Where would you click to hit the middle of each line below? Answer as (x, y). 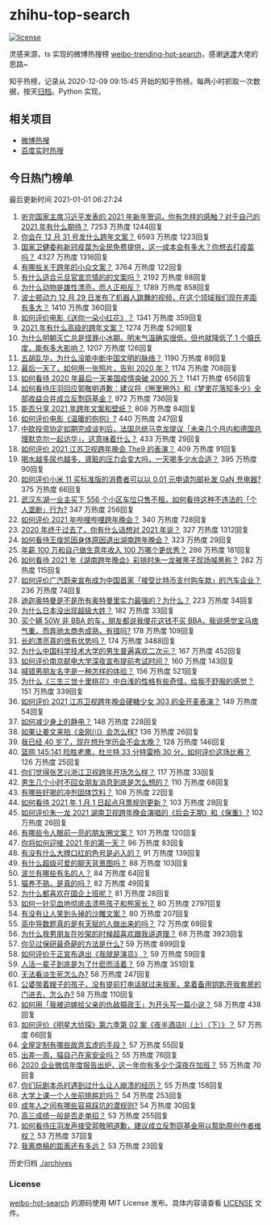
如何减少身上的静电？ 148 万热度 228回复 (89, 722)
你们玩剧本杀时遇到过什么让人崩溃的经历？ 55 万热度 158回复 (122, 1085)
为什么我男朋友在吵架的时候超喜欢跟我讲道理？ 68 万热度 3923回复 (132, 933)
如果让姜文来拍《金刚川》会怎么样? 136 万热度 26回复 (110, 731)
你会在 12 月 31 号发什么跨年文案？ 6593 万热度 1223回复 (115, 237)
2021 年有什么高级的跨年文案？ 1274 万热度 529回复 (107, 327)
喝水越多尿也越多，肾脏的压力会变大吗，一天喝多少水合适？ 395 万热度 (139, 459)
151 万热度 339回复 (52, 691)
